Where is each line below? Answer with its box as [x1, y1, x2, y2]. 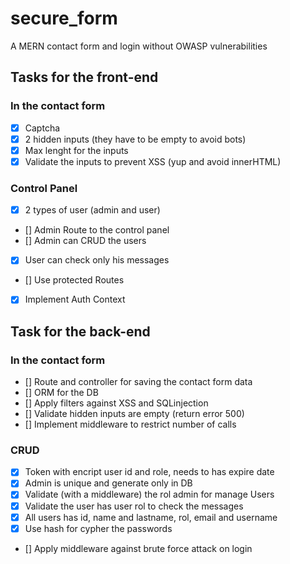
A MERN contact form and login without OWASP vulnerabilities [10, 40, 268, 52]
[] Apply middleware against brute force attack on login [24, 542, 253, 554]
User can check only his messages [24, 254, 170, 266]
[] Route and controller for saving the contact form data [24, 376, 253, 388]
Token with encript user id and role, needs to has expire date [24, 466, 275, 478]
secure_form [10, 7, 118, 30]
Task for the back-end [10, 323, 151, 340]
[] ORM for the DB [24, 387, 99, 399]
